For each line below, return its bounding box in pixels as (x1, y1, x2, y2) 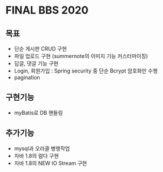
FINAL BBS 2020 (5, 4, 89, 17)
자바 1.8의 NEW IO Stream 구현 (14, 160, 87, 167)
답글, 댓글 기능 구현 (14, 60, 58, 67)
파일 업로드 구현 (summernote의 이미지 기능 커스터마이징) (14, 52, 148, 59)
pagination (14, 74, 41, 81)
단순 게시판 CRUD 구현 (14, 45, 67, 52)
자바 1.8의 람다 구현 (14, 152, 59, 159)
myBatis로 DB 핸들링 (14, 109, 63, 116)
